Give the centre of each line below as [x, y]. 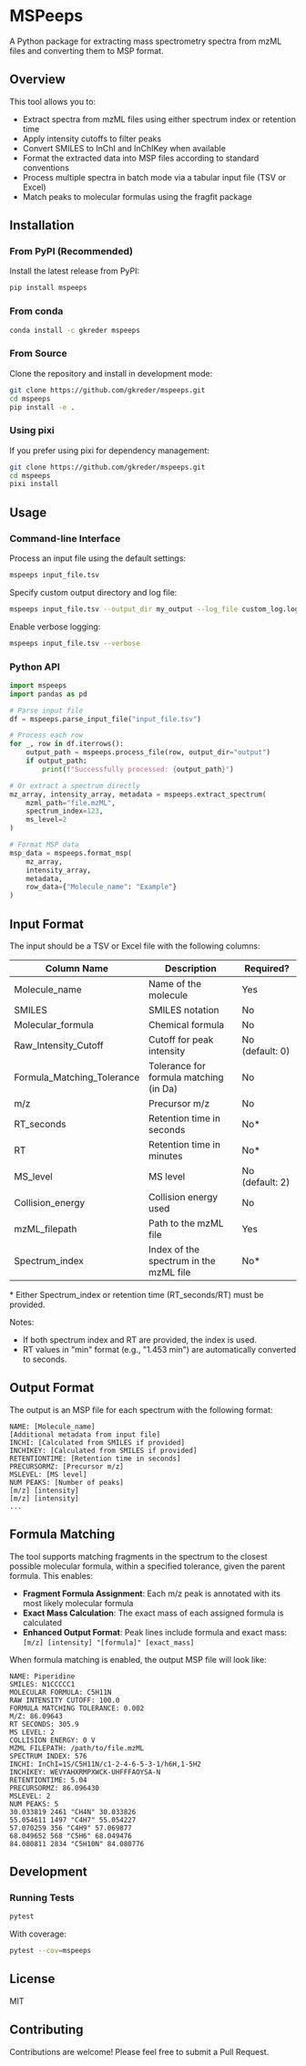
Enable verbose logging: [55, 627]
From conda [36, 311]
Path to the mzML [187, 1223]
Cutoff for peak [181, 1039]
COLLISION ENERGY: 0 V [52, 1740]
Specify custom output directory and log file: [93, 592]
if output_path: [57, 761]
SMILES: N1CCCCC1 [42, 1684]
